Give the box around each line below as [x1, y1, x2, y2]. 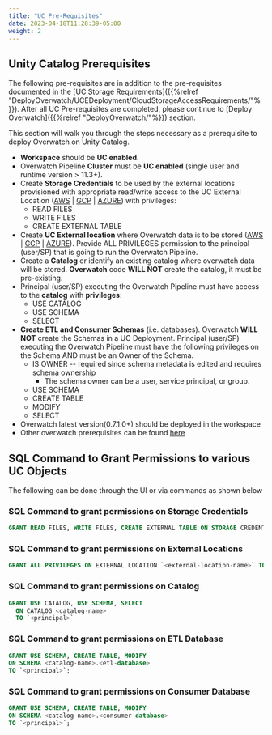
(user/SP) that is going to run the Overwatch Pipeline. [19, 248, 198, 257]
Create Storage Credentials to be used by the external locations [19, 179, 236, 189]
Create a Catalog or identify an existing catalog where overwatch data [19, 256, 255, 266]
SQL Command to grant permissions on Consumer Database [8, 686, 251, 697]
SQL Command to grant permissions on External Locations [8, 543, 244, 554]
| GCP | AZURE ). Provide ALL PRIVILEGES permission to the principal [19, 239, 250, 249]
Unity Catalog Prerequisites [8, 57, 151, 70]
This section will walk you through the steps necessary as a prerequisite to [8, 129, 257, 138]
